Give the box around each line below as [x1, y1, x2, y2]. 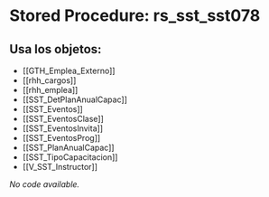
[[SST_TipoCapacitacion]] [22, 152, 118, 163]
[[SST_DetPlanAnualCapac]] [22, 94, 128, 105]
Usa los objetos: [9, 42, 102, 57]
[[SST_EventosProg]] [22, 133, 101, 143]
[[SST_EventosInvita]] [22, 123, 104, 134]
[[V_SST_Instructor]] [22, 162, 97, 172]
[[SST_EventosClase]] [22, 114, 104, 124]
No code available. [9, 179, 79, 190]
